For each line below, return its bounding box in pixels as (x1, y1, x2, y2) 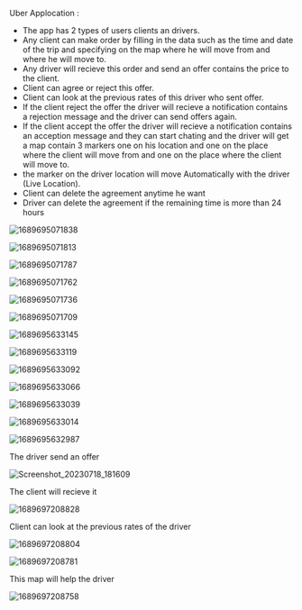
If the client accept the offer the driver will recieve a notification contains (22, 121, 293, 132)
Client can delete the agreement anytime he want (22, 188, 206, 198)
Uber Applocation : (9, 8, 79, 18)
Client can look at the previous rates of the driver (9, 522, 191, 532)
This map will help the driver (9, 574, 114, 584)
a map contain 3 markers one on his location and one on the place (22, 140, 269, 150)
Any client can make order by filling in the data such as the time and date (22, 35, 294, 45)
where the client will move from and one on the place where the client (22, 150, 282, 160)
